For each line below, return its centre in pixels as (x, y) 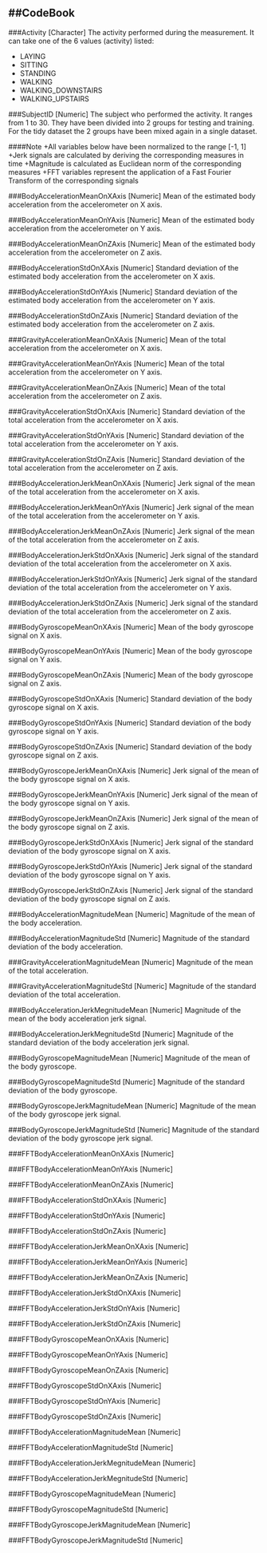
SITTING (34, 65)
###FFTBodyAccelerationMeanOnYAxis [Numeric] (91, 1169)
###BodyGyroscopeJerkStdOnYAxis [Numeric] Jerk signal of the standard (130, 866)
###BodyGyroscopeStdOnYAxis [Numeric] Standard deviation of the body (130, 722)
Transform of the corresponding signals (74, 180)
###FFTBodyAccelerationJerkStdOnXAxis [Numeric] (95, 1293)
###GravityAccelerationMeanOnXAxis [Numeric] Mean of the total (117, 339)
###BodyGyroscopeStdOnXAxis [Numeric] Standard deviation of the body (130, 698)
